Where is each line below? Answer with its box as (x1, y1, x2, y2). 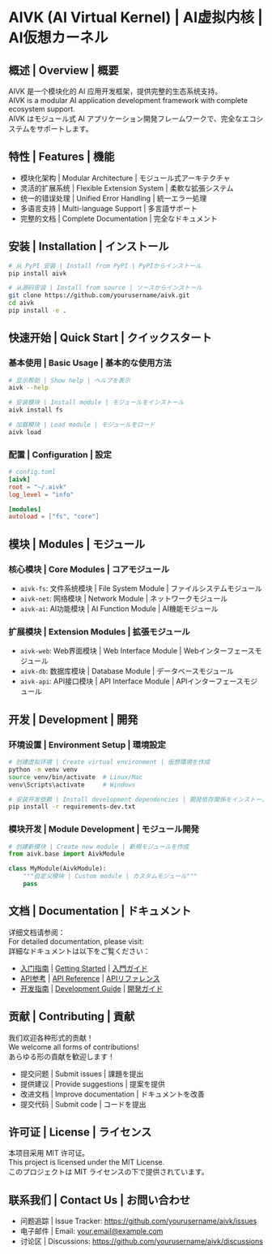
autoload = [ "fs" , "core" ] (8, 513, 100, 521)
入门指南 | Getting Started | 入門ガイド (19, 963, 148, 973)
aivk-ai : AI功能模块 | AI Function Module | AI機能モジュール (19, 604, 219, 614)
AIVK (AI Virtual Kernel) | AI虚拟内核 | (8, 8, 263, 27)
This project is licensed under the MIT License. (8, 1157, 165, 1167)
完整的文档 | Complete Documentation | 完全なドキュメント (19, 213, 219, 223)
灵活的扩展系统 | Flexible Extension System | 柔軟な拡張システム (19, 183, 234, 192)
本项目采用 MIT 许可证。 (8, 1148, 90, 1158)
